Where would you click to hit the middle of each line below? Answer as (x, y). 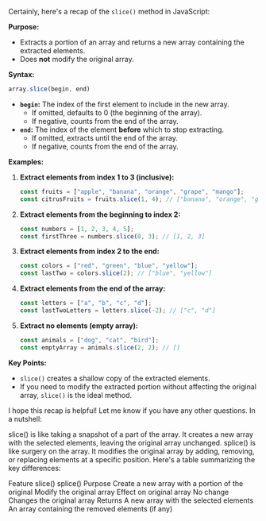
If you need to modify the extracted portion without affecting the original (138, 386)
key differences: (35, 468)
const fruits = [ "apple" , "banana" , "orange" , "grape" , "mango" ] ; (132, 191)
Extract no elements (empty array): (79, 326)
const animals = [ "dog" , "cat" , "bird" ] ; (89, 340)
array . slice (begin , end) (49, 89)
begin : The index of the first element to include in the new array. (124, 104)
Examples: (26, 161)
